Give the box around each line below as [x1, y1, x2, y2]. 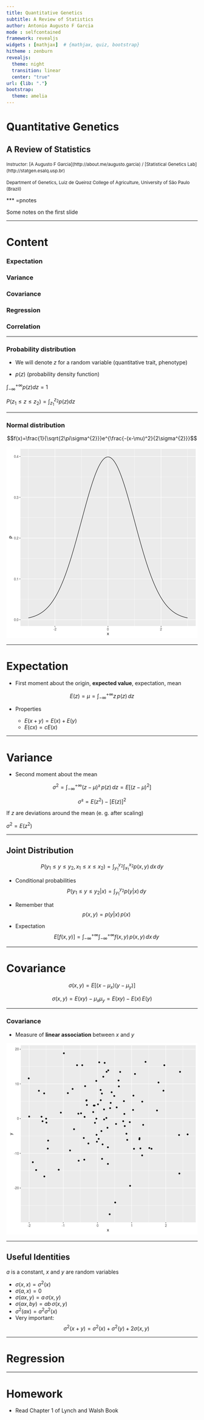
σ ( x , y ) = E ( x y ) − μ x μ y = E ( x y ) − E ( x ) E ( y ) [52, 995, 152, 1003]
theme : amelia [12, 93, 47, 100]
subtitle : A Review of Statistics [6, 16, 94, 22]
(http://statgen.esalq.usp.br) [6, 168, 66, 174]
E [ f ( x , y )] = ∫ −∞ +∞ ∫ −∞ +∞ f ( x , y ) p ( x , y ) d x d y [53, 932, 160, 941]
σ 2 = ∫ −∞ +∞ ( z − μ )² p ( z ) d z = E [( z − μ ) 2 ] [52, 782, 152, 792]
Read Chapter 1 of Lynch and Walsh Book [15, 1407, 118, 1415]
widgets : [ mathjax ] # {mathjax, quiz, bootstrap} [6, 42, 140, 48]
